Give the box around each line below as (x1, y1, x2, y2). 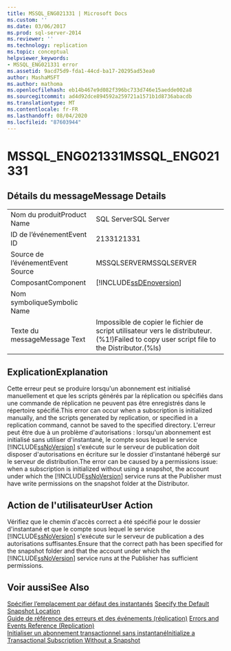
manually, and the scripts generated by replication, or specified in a (7, 414, 198, 422)
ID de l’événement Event (10, 230, 87, 239)
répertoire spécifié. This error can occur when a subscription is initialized (7, 406, 213, 415)
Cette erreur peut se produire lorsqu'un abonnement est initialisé (7, 384, 191, 393)
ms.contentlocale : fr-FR (7, 106, 78, 113)
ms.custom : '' (7, 16, 48, 23)
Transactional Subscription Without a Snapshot (7, 636, 141, 644)
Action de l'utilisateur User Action (7, 499, 153, 511)
